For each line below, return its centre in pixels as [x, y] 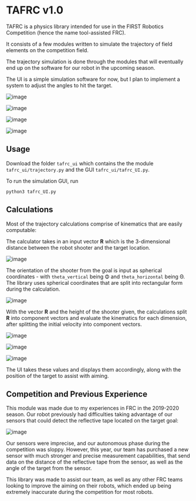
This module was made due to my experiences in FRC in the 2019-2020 [93, 408]
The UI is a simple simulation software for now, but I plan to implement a [93, 79]
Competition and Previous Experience [77, 394]
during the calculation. [33, 289]
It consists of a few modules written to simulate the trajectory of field [89, 44]
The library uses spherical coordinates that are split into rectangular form [94, 282]
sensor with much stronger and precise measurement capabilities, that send [98, 456]
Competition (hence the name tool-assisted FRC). [66, 32]
